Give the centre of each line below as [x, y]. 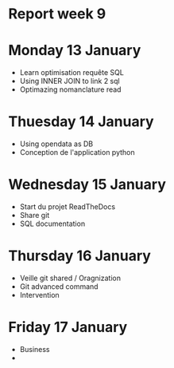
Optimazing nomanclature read [70, 89]
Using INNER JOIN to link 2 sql [70, 81]
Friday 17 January [68, 327]
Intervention [39, 295]
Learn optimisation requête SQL [72, 73]
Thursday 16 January [79, 256]
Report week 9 [57, 14]
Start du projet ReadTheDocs [68, 207]
